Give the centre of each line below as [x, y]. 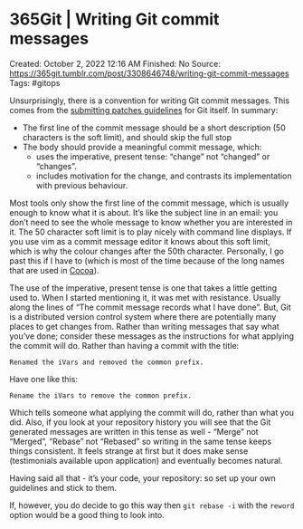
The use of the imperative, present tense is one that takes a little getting [143, 288]
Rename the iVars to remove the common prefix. [101, 395]
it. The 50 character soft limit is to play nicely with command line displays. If [151, 232]
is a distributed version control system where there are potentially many [143, 316]
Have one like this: [44, 379]
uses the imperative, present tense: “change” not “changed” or [153, 156]
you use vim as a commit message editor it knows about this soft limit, [140, 241]
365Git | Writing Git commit [114, 19]
